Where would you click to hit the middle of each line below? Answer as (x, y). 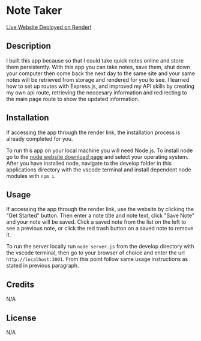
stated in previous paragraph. (43, 266)
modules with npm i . (31, 176)
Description (28, 46)
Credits (20, 284)
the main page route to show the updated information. (73, 99)
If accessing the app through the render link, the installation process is (93, 132)
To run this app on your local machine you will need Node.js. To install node (100, 150)
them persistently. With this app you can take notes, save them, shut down (98, 67)
